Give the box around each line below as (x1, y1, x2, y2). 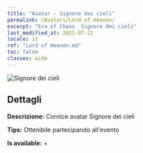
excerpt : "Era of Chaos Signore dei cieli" (7, 23, 137, 30)
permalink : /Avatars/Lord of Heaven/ (7, 17, 115, 23)
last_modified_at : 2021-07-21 (7, 29, 94, 37)
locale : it (7, 36, 38, 43)
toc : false (7, 49, 38, 56)
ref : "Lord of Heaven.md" (7, 42, 81, 49)
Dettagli (7, 94, 42, 105)
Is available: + (7, 139, 48, 147)
